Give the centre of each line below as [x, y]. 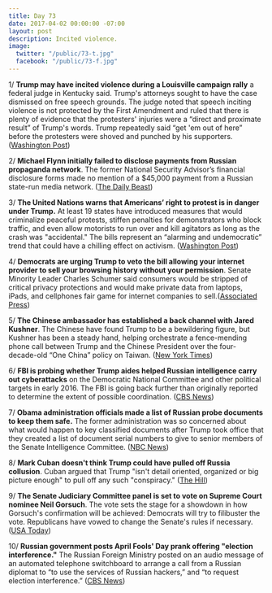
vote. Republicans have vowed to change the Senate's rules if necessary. [131, 521]
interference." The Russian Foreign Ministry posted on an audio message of [136, 555]
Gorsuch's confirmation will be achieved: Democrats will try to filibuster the [134, 512]
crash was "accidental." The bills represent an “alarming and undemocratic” [135, 237]
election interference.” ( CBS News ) [67, 580]
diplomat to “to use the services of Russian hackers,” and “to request [124, 572]
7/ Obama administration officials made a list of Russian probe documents [136, 412]
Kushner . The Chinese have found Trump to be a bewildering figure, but [129, 329]
